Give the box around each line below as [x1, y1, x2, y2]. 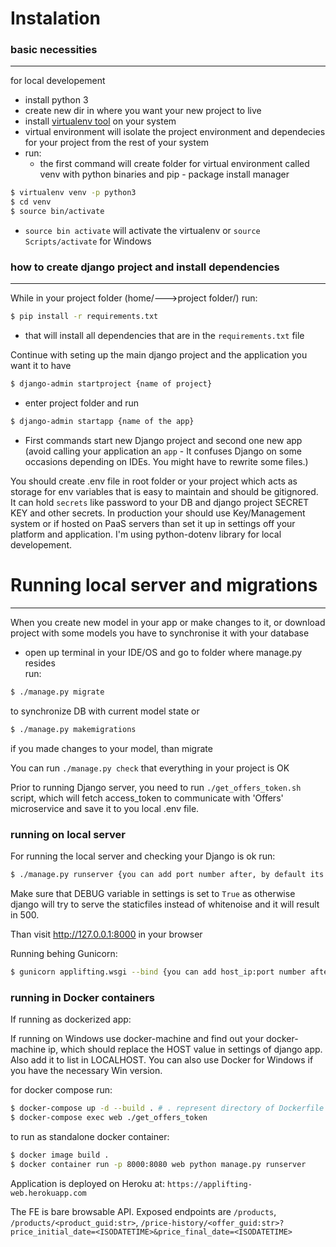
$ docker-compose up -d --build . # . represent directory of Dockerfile [10, 1103, 325, 1114]
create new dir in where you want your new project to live [24, 105, 262, 117]
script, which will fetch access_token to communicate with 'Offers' [10, 792, 284, 804]
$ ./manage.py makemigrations [10, 724, 137, 734]
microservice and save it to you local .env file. [10, 802, 200, 814]
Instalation [10, 7, 101, 30]
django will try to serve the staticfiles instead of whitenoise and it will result [10, 898, 320, 910]
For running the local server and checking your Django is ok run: [10, 850, 276, 862]
